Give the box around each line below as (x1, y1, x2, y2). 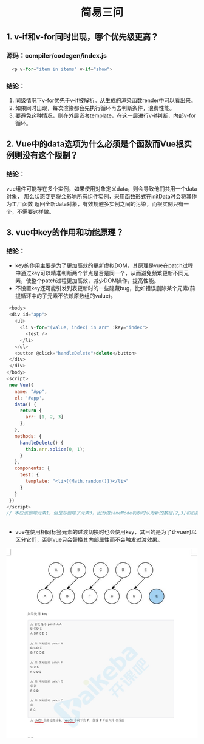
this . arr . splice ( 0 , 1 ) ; (25, 446, 86, 452)
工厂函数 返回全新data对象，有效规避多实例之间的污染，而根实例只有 (11, 200, 184, 207)
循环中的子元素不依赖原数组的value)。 (20, 292, 117, 299)
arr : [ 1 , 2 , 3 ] (25, 414, 64, 420)
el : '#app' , (14, 395, 45, 401)
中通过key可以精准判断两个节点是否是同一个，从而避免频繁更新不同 (15, 270, 184, 277)
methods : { (14, 433, 42, 439)
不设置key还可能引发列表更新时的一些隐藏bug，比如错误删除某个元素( (15, 285, 190, 292)
